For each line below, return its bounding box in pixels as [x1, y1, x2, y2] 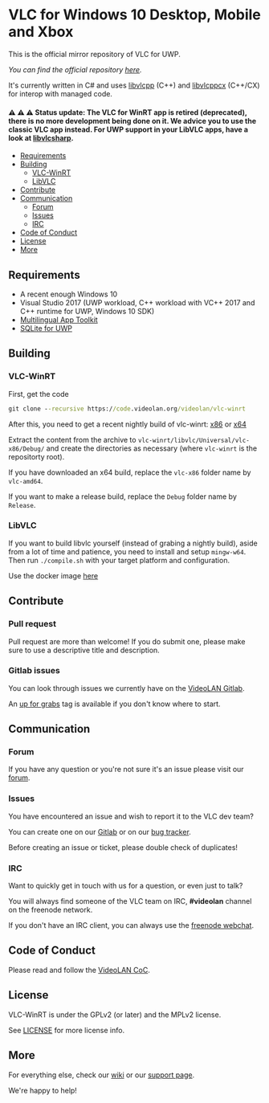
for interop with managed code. [8, 88, 112, 98]
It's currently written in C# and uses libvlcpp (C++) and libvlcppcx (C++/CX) [8, 80, 260, 90]
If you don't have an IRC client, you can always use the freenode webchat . [8, 921, 255, 930]
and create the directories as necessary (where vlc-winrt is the [46, 443, 258, 453]
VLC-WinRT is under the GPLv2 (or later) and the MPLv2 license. [8, 1010, 222, 1019]
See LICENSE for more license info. [8, 1025, 125, 1035]
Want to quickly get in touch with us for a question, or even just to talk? [8, 881, 243, 891]
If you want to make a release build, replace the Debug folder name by [8, 492, 237, 501]
